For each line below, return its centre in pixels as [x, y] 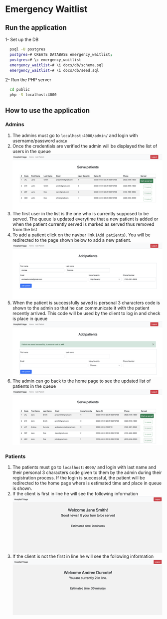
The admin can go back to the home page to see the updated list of [82, 381]
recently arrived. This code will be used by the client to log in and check [86, 313]
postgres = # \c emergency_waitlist [45, 60]
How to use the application [48, 110]
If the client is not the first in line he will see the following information [83, 556]
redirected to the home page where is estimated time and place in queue [87, 483]
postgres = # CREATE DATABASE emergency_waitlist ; [61, 54]
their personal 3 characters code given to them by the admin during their [87, 472]
